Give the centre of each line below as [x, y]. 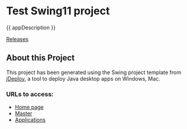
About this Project [40, 58]
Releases [17, 39]
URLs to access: [30, 94]
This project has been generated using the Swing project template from [94, 72]
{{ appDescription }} [31, 27]
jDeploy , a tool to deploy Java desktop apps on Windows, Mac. [83, 78]
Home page [29, 107]
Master [24, 113]
